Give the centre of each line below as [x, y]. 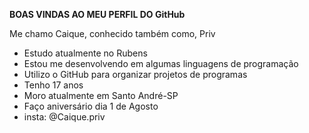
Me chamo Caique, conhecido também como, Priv [112, 33]
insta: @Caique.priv [64, 117]
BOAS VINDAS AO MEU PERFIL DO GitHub [97, 14]
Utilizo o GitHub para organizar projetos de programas [135, 74]
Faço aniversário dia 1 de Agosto [91, 106]
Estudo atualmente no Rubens [85, 53]
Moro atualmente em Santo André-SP [101, 95]
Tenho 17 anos [53, 85]
